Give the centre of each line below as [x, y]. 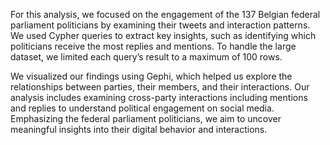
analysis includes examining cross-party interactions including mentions [159, 97]
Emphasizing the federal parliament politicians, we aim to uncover [146, 118]
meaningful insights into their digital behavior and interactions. [139, 129]
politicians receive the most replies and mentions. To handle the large [153, 46]
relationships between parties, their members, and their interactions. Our [160, 87]
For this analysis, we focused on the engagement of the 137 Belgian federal [165, 14]
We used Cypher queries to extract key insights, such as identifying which [163, 35]
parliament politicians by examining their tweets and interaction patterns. [160, 25]
